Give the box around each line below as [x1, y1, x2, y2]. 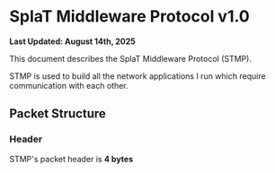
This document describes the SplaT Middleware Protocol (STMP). [9, 53, 252, 64]
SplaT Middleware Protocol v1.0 [9, 6, 250, 27]
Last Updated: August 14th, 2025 [9, 36, 137, 47]
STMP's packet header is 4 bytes [9, 153, 133, 164]
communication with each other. [9, 80, 129, 91]
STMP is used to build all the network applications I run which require [9, 70, 267, 82]
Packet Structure [9, 106, 106, 122]
